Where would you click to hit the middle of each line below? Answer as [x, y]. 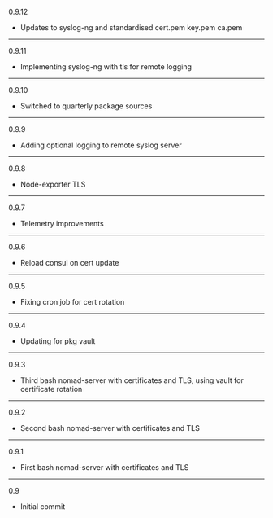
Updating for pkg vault [58, 341]
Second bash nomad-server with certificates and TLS [110, 428]
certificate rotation [51, 389]
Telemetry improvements [62, 224]
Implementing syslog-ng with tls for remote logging [106, 67]
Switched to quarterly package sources [86, 106]
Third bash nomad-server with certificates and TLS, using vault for [132, 380]
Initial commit [43, 507]
